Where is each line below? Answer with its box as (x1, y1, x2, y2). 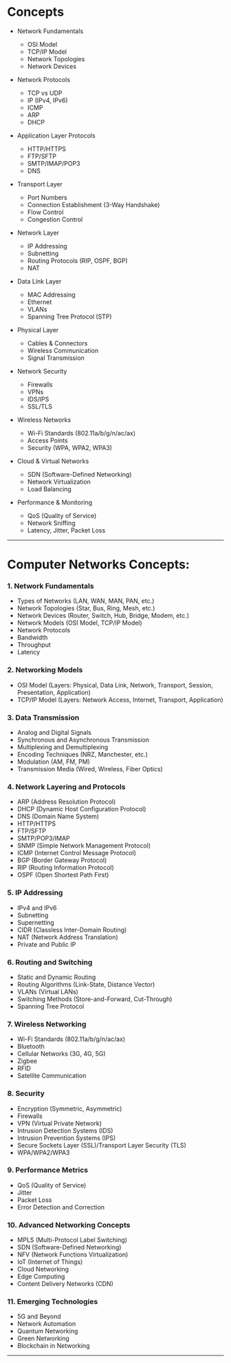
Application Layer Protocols (16, 131, 96, 140)
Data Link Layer (16, 277, 62, 286)
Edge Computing (16, 1272, 65, 1280)
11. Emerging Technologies (7, 1297, 98, 1307)
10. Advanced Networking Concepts (7, 1220, 131, 1230)
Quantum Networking (16, 1327, 78, 1335)
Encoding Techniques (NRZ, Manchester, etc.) (16, 751, 148, 759)
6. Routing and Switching (7, 957, 93, 967)
